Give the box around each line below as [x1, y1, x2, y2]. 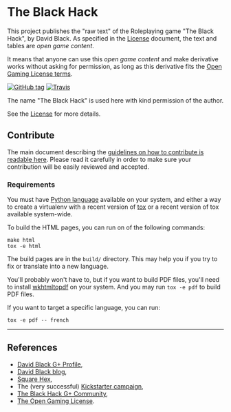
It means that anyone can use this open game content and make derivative [7, 54, 219, 63]
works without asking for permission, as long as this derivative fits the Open [7, 62, 222, 70]
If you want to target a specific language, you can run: [7, 304, 160, 312]
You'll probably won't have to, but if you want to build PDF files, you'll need [7, 276, 220, 284]
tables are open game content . [7, 41, 94, 50]
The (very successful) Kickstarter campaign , [16, 382, 144, 390]
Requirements [7, 180, 56, 189]
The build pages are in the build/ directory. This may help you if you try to [7, 255, 218, 263]
